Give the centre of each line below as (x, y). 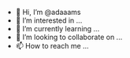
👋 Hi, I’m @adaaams (48, 12)
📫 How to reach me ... (52, 46)
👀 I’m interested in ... (49, 20)
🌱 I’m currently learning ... (58, 29)
